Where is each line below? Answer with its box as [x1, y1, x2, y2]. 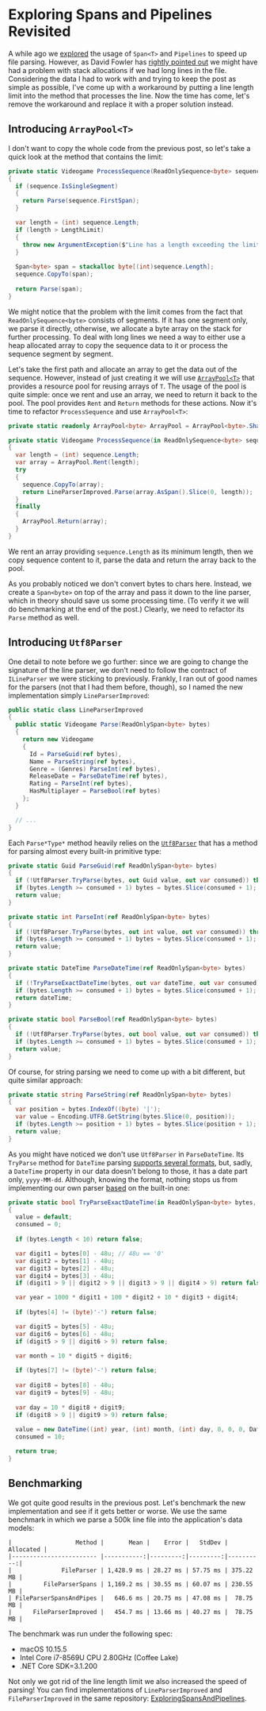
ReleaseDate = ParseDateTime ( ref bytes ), [28, 772, 169, 780]
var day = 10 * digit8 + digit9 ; [15, 1404, 126, 1412]
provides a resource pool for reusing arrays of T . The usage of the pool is [8, 381, 247, 391]
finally [15, 503, 41, 511]
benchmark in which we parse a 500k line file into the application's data [8, 1515, 243, 1524]
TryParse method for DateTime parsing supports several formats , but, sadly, [8, 1157, 253, 1167]
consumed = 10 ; [15, 1433, 66, 1441]
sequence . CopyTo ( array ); [22, 481, 104, 489]
